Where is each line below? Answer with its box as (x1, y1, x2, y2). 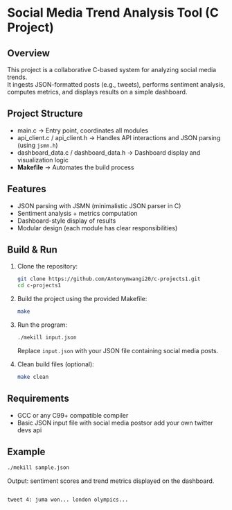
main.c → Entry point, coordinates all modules (17, 126, 149, 135)
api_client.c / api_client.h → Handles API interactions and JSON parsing (17, 133, 221, 142)
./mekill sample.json (7, 464, 70, 471)
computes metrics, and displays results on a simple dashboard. (7, 88, 188, 96)
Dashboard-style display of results (17, 216, 116, 225)
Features (7, 183, 46, 195)
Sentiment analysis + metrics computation (17, 209, 138, 217)
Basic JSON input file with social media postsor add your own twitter (17, 418, 213, 427)
